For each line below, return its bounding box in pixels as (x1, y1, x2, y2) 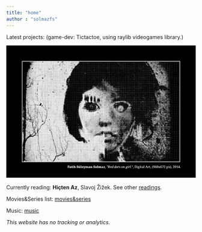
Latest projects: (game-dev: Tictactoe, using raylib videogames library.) (6, 33, 184, 40)
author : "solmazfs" (6, 16, 58, 22)
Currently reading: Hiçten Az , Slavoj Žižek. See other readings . (6, 184, 162, 191)
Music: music (6, 207, 40, 215)
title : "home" (6, 10, 42, 16)
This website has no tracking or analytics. (6, 219, 111, 226)
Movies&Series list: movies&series (6, 195, 91, 203)
